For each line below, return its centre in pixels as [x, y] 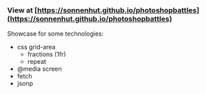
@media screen [39, 69]
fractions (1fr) [47, 54]
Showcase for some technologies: [55, 34]
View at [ [22, 10]
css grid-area [36, 47]
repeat [37, 62]
